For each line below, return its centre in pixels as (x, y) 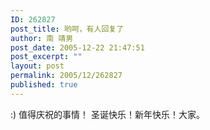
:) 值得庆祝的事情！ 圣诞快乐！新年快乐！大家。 (108, 114)
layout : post (37, 66)
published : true (44, 85)
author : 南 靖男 (42, 38)
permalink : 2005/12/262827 (66, 76)
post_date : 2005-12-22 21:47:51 (77, 47)
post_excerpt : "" (46, 57)
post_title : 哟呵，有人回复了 (67, 29)
